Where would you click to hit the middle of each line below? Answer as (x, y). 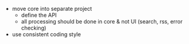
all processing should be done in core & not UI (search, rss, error (102, 21)
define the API (39, 15)
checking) (34, 28)
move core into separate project (52, 9)
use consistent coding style (46, 34)
